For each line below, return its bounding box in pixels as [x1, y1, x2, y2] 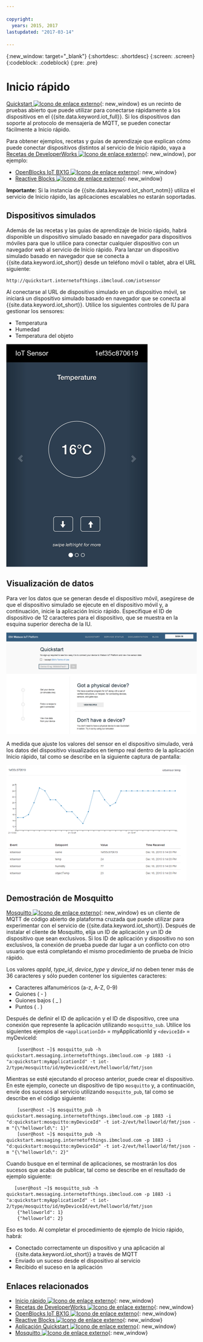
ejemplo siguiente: [6, 1173, 53, 1180]
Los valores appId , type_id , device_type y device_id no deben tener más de [6, 966, 195, 973]
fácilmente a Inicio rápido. [6, 126, 71, 133]
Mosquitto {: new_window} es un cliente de [6, 909, 180, 916]
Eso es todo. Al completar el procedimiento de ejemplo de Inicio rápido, [6, 1226, 184, 1233]
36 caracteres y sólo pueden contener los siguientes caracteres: [6, 972, 167, 979]
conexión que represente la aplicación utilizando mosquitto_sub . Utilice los [6, 1022, 192, 1029]
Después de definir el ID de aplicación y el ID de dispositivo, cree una [6, 1015, 179, 1022]
